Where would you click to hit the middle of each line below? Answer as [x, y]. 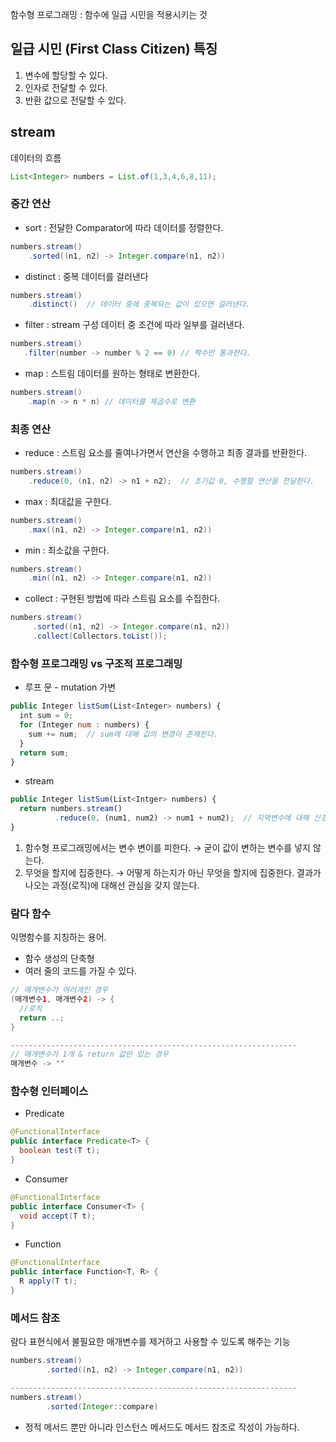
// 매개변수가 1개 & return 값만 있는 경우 [89, 1054]
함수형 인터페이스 [49, 1091]
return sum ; [44, 753]
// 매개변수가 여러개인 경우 [59, 990]
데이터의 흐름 [36, 157]
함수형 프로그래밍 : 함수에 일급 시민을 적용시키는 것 [109, 14]
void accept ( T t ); [58, 1216]
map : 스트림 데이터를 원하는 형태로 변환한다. [112, 374]
